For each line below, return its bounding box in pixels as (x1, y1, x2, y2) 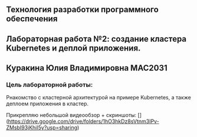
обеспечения (6, 14, 58, 24)
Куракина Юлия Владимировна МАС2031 (6, 63, 168, 73)
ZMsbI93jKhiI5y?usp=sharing (6, 124, 78, 131)
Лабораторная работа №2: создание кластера (6, 34, 187, 44)
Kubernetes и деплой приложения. (6, 43, 141, 53)
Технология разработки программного (6, 5, 159, 15)
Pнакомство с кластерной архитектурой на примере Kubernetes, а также (6, 94, 192, 101)
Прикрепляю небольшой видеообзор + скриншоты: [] (6, 112, 142, 119)
